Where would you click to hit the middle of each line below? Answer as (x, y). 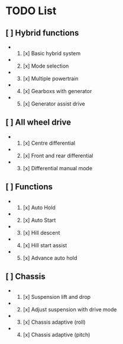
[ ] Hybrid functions (42, 33)
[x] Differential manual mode (58, 168)
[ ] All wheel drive (38, 122)
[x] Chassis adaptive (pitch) (56, 335)
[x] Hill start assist (45, 245)
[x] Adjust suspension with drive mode (70, 310)
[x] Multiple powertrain (51, 79)
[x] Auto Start (39, 220)
